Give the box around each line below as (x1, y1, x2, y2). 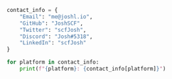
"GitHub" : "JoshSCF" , (19, 20, 83, 27)
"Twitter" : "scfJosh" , (19, 26, 87, 33)
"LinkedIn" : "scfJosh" (19, 39, 87, 47)
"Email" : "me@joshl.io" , (19, 13, 93, 20)
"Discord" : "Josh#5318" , (19, 32, 93, 40)
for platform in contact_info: (6, 59, 100, 66)
